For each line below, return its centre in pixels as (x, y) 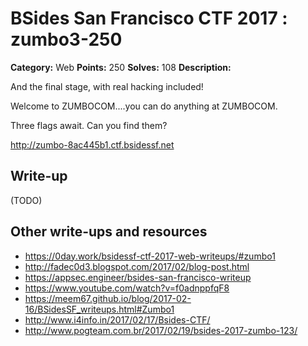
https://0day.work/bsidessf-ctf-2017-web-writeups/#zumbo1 (150, 256)
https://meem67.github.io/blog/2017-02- (108, 298)
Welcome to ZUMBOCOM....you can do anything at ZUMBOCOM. (144, 106)
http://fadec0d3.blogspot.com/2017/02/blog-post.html (137, 266)
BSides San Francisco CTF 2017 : (149, 18)
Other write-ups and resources (109, 232)
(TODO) (26, 200)
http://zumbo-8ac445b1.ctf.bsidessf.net (92, 144)
